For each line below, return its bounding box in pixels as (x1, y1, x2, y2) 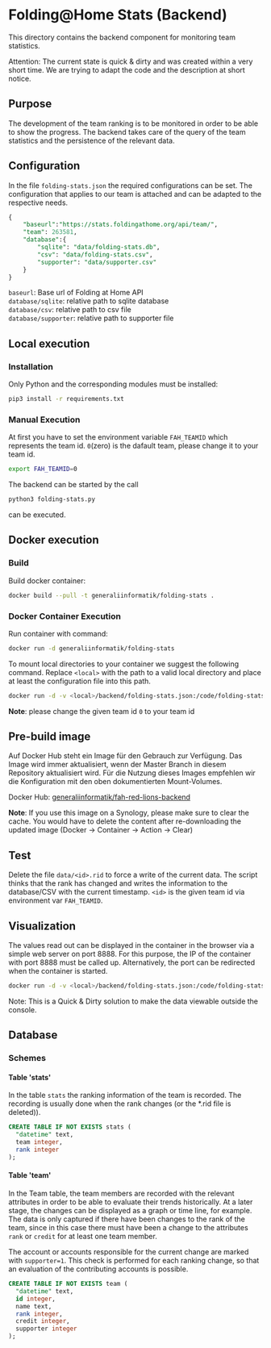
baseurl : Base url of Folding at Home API (8, 288, 144, 298)
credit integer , (15, 1317, 70, 1325)
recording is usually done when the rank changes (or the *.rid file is (8, 1099, 231, 1108)
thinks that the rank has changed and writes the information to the (8, 878, 228, 888)
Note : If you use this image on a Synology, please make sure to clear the (8, 808, 250, 818)
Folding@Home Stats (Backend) (8, 6, 227, 24)
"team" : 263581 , (23, 228, 78, 236)
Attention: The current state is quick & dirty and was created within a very (8, 56, 253, 66)
